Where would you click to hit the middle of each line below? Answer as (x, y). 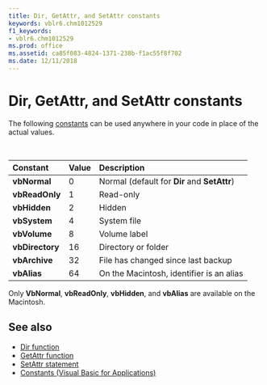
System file (120, 221)
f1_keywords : (30, 31)
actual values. (31, 132)
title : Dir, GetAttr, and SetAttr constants (84, 16)
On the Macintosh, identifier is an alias (171, 273)
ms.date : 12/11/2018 (43, 61)
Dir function (40, 347)
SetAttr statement (49, 364)
